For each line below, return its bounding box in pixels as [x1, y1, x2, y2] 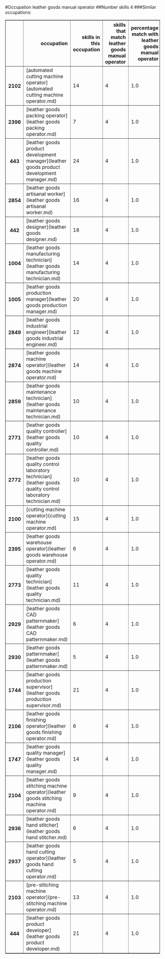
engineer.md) [26, 341, 57, 347]
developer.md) [26, 945, 60, 952]
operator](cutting [26, 512, 66, 519]
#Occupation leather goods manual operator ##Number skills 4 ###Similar [5, 4, 156, 10]
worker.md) [26, 209, 53, 216]
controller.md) [26, 446, 59, 453]
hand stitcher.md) [26, 834, 67, 841]
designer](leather [26, 224, 67, 230]
